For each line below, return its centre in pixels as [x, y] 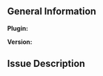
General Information [52, 12]
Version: [20, 42]
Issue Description [46, 64]
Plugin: [18, 28]
